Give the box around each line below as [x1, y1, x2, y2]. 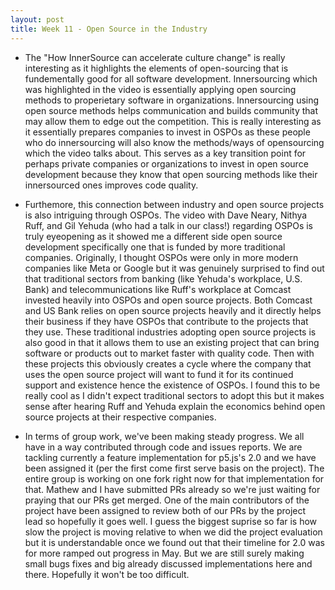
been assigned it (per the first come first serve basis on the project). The [24, 462, 325, 474]
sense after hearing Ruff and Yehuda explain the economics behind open [24, 400, 326, 412]
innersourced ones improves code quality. [24, 179, 199, 191]
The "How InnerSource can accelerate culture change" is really [24, 51, 286, 63]
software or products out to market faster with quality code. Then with [24, 347, 315, 359]
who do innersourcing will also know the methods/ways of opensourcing [24, 136, 325, 148]
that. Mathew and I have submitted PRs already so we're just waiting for [24, 483, 321, 495]
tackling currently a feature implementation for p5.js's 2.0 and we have [24, 451, 317, 463]
